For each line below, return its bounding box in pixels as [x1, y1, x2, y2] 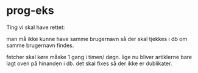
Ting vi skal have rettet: [6, 24, 65, 31]
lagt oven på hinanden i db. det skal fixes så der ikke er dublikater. [6, 60, 172, 67]
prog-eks [6, 4, 54, 17]
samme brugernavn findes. [6, 42, 74, 49]
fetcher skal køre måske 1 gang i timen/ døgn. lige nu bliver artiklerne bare [6, 53, 193, 60]
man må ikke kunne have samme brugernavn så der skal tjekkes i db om [6, 35, 188, 42]
